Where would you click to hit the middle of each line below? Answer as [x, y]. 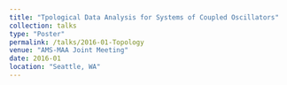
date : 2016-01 [35, 58]
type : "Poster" [37, 34]
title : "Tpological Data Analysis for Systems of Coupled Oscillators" [144, 17]
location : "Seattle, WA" [55, 67]
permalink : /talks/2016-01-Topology [77, 42]
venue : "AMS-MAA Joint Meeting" [69, 50]
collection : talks [43, 26]
